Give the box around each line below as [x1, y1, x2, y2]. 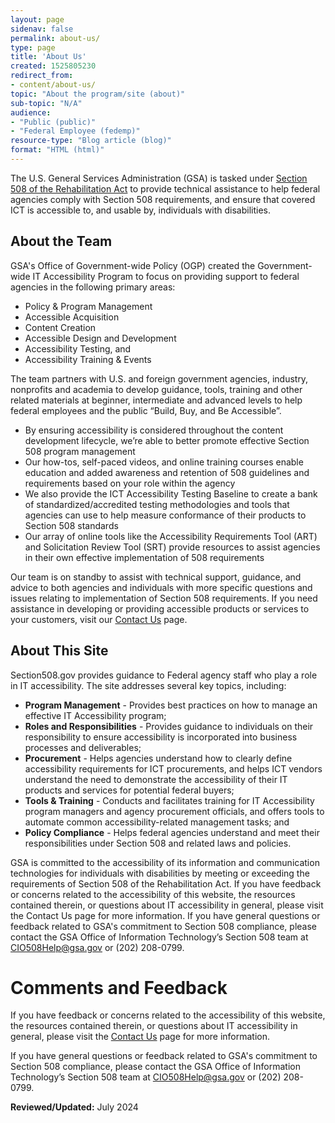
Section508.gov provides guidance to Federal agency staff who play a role [10, 669, 318, 681]
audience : [10, 107, 52, 118]
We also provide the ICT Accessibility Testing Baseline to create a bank [24, 487, 318, 500]
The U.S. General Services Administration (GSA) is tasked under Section [10, 172, 308, 184]
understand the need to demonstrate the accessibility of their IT [24, 773, 288, 785]
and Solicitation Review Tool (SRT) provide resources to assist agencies [24, 541, 321, 553]
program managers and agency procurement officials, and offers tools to [24, 805, 325, 817]
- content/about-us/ [10, 80, 97, 90]
